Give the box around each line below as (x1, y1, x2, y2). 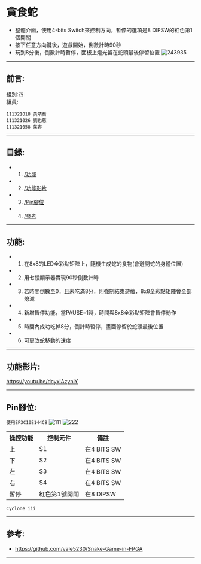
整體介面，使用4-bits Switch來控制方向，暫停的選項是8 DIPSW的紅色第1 (14, 26, 193, 33)
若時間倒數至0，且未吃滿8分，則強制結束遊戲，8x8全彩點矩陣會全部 (23, 288, 193, 295)
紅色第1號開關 (39, 490, 80, 498)
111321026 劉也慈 (6, 117, 47, 123)
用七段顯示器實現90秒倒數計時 (23, 274, 99, 281)
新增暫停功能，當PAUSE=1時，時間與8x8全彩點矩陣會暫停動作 (23, 309, 176, 316)
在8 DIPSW (84, 490, 117, 498)
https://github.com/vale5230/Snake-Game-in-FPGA (14, 545, 143, 552)
